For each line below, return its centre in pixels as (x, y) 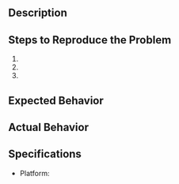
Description (38, 13)
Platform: (34, 173)
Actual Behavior (49, 127)
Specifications (45, 154)
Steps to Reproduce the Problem (90, 40)
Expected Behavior (56, 101)
